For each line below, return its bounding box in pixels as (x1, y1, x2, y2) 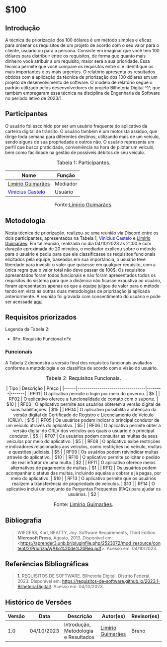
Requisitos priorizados (5, 313, 77, 322)
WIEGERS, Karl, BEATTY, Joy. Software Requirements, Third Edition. (17, 529, 157, 535)
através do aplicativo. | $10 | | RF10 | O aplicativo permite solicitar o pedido (7, 454, 160, 460)
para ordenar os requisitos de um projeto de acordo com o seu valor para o (5, 42, 159, 48)
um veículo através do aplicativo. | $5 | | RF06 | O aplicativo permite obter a (6, 422, 161, 428)
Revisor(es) (131, 613, 160, 620)
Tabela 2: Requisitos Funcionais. (46, 374, 121, 381)
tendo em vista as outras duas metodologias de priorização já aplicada (5, 288, 150, 294)
